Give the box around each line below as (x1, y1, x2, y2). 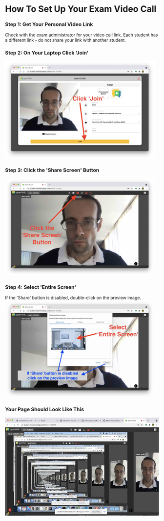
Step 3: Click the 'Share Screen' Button (5, 167, 100, 174)
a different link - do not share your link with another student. (5, 37, 126, 43)
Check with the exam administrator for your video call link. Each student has (5, 32, 158, 38)
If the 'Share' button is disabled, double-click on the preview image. (5, 295, 142, 301)
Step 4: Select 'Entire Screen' (5, 284, 77, 290)
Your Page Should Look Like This (5, 406, 84, 413)
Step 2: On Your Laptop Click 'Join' (5, 50, 89, 56)
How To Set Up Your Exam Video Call (5, 3, 157, 15)
